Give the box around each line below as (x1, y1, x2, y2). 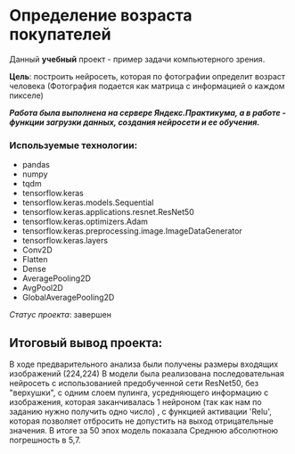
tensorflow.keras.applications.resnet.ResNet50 (21, 207, 194, 218)
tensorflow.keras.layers (21, 235, 109, 246)
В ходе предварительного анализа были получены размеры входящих (9, 359, 279, 370)
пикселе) (9, 90, 45, 101)
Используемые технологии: (9, 139, 138, 152)
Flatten (21, 254, 48, 265)
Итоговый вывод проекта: (9, 335, 163, 351)
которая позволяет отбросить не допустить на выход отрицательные (9, 416, 274, 426)
